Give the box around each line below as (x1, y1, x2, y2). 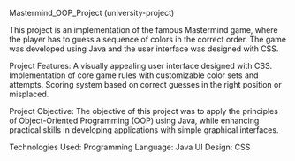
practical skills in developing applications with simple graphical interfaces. (9, 125, 279, 135)
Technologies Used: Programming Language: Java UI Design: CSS (9, 142, 251, 152)
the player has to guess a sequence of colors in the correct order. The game (9, 34, 287, 44)
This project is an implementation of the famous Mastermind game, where (9, 25, 278, 34)
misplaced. (9, 88, 49, 99)
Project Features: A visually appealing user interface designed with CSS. (9, 61, 273, 71)
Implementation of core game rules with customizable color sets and (9, 70, 259, 80)
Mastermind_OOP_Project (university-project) (9, 8, 175, 18)
